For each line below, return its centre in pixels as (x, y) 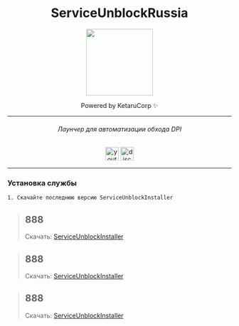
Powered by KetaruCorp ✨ (119, 105)
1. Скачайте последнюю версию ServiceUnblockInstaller (90, 198)
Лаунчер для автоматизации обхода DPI (119, 129)
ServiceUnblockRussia (119, 13)
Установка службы (42, 183)
